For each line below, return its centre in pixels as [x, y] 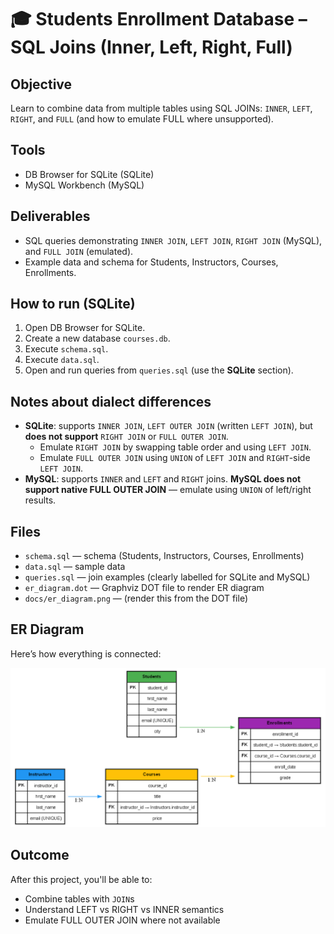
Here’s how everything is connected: [86, 653]
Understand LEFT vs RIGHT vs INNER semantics [124, 909]
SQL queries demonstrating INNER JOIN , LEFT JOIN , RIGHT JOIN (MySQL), [173, 240]
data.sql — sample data [75, 567]
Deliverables [50, 216]
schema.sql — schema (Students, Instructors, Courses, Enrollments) [164, 556]
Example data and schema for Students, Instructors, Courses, [151, 262]
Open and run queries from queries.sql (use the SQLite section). [159, 370]
